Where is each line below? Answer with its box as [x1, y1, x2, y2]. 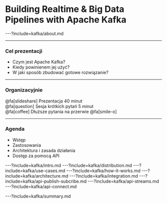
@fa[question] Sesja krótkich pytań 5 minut [5, 103, 94, 109]
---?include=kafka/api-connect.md [5, 183, 77, 190]
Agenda [5, 125, 25, 132]
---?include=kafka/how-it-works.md [66, 168, 141, 174]
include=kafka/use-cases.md [5, 168, 66, 174]
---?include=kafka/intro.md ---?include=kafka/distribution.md [5, 162, 132, 168]
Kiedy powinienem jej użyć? [12, 64, 70, 70]
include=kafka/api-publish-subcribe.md [5, 178, 87, 184]
